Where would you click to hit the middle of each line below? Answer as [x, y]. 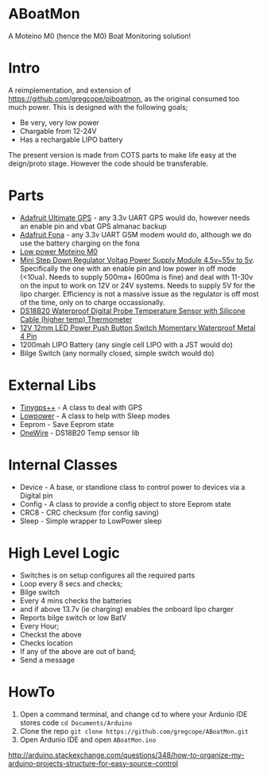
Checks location [46, 643]
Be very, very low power [59, 122]
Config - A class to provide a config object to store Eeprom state [126, 504]
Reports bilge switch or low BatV [73, 617]
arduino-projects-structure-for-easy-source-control [93, 763]
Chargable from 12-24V [58, 131]
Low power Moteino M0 [58, 251]
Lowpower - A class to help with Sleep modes [95, 416]
